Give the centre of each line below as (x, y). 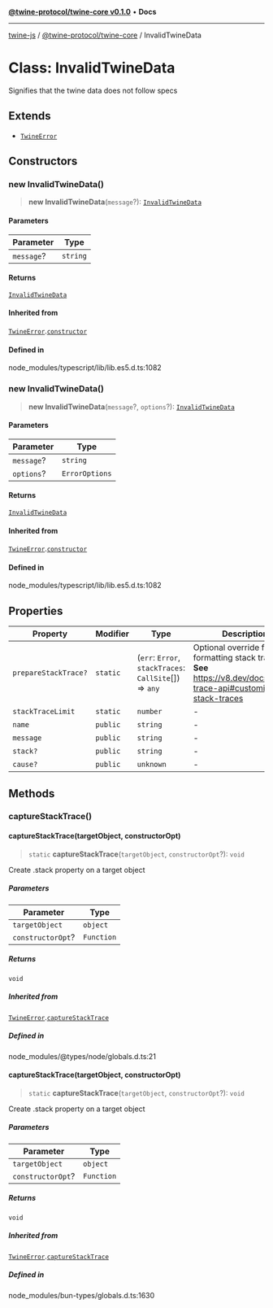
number (149, 712)
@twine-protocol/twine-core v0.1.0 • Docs (82, 12)
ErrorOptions (87, 473)
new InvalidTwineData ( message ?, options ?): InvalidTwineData (132, 407)
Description (245, 634)
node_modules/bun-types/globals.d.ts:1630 (82, 1295)
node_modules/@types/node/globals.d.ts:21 (82, 1056)
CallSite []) (158, 678)
